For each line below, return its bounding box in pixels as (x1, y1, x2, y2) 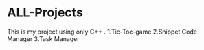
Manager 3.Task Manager (7, 34, 80, 42)
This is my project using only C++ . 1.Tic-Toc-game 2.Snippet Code (7, 27, 198, 36)
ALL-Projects (7, 5, 84, 21)
